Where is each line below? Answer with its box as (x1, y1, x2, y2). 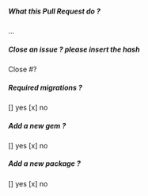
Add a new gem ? (8, 121, 66, 130)
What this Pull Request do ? (8, 6, 101, 16)
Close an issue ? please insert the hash (8, 44, 140, 54)
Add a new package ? (8, 159, 82, 168)
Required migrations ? (8, 83, 83, 92)
